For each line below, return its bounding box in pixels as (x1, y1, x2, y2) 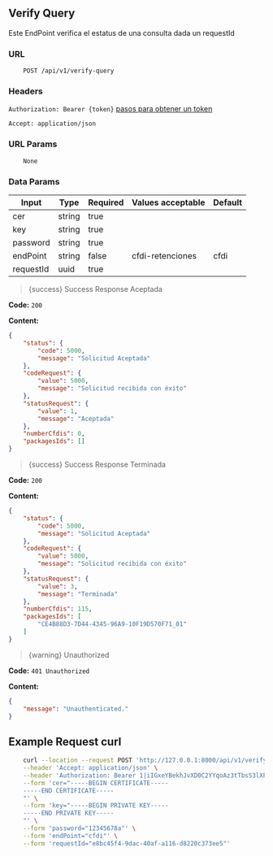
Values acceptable (131, 197, 206, 208)
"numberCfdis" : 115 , (23, 605, 93, 613)
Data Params (8, 176, 60, 187)
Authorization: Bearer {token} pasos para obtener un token (8, 104, 213, 114)
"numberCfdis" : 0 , (23, 430, 85, 438)
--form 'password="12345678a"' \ (23, 824, 136, 832)
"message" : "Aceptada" (37, 415, 115, 423)
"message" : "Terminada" (37, 589, 118, 598)
